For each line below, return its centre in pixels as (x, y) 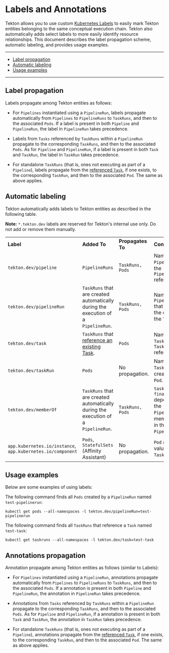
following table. (21, 214)
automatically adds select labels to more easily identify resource (72, 34)
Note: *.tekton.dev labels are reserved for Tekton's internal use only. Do (80, 224)
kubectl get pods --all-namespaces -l (46, 511)
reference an (97, 340)
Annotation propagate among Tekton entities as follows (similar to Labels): (82, 568)
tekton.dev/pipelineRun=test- (120, 511)
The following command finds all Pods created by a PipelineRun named (78, 497)
